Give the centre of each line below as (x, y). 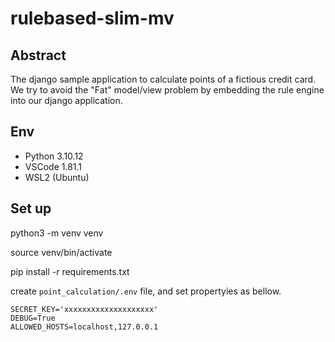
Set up (31, 208)
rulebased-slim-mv (92, 18)
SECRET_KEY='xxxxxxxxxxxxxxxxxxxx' (84, 309)
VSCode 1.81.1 (53, 166)
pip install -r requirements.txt (70, 271)
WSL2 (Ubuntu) (57, 177)
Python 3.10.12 (54, 156)
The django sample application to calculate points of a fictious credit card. (163, 79)
